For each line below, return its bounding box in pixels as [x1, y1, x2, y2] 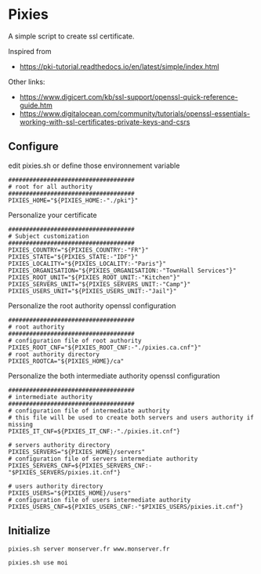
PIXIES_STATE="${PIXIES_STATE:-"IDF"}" [8, 252, 139, 260]
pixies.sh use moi [8, 558, 68, 566]
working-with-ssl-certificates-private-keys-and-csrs [19, 117, 190, 126]
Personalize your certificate [8, 210, 97, 220]
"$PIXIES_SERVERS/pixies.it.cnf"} [8, 468, 121, 476]
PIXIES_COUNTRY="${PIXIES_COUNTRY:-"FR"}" [8, 245, 149, 254]
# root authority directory [8, 351, 100, 358]
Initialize [8, 524, 51, 538]
